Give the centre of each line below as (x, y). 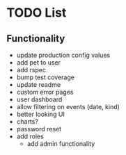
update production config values (63, 55)
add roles (30, 136)
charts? (27, 122)
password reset (39, 129)
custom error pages (45, 92)
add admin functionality (61, 144)
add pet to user (38, 63)
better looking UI (41, 114)
